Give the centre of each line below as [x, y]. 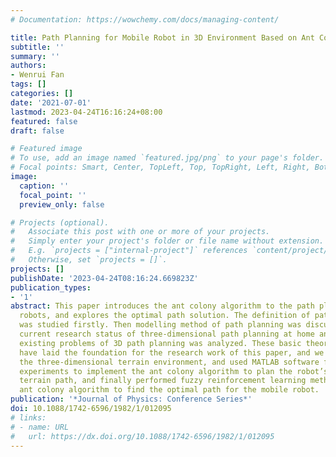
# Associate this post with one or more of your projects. [140, 232]
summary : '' [35, 56]
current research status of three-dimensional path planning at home [167, 334]
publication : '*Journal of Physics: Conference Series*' [131, 399]
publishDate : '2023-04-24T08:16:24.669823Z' [104, 278]
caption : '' [44, 186]
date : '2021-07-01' [51, 102]
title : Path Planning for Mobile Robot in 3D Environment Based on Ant [162, 37]
